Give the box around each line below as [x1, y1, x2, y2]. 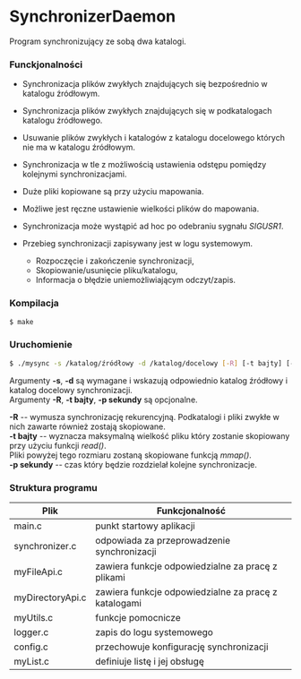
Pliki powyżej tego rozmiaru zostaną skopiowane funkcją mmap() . [9, 450, 253, 460]
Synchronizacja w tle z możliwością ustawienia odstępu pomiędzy [21, 159, 267, 170]
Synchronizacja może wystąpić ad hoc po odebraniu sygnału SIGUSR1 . [21, 221, 284, 232]
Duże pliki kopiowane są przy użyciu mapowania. [21, 186, 204, 197]
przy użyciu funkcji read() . [9, 440, 107, 451]
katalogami [95, 597, 142, 609]
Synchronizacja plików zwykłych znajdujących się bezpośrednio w [21, 79, 269, 90]
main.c [13, 520, 42, 532]
